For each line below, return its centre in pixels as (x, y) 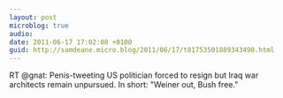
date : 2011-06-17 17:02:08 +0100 (71, 42)
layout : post (33, 17)
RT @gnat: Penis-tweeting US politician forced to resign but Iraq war (134, 75)
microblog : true (39, 26)
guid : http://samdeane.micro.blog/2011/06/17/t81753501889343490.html (142, 50)
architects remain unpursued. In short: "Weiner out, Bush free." (124, 85)
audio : (21, 34)
